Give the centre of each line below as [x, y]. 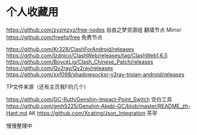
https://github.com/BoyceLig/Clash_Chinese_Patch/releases [80, 62]
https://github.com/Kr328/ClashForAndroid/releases [70, 49]
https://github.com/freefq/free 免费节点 [54, 37]
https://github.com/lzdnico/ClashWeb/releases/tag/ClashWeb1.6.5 [87, 55]
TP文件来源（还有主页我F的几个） [48, 86]
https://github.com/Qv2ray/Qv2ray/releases [60, 68]
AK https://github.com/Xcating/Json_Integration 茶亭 [93, 113]
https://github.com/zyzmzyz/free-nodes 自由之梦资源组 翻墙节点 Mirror [94, 30]
